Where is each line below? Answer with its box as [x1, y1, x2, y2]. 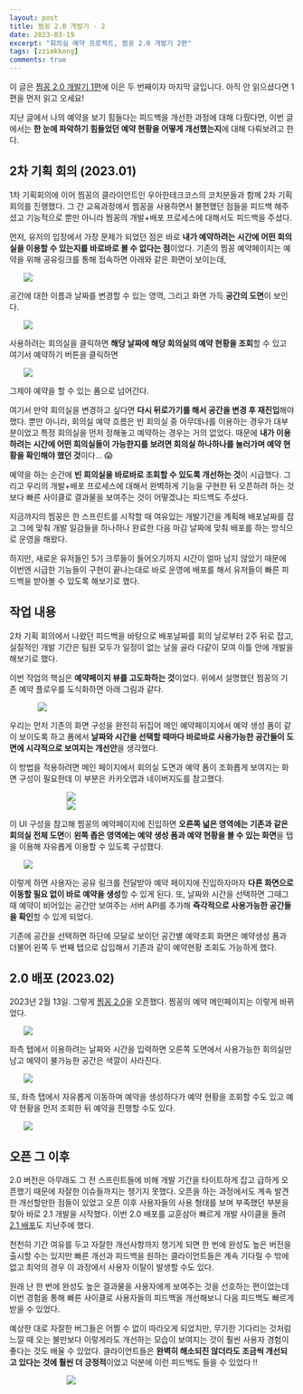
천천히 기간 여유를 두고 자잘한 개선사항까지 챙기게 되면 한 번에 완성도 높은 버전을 [9, 1239, 292, 1250]
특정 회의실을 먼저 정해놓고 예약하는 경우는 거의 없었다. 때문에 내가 [40, 427, 275, 437]
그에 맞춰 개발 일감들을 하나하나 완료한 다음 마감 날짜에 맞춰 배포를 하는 [18, 522, 270, 533]
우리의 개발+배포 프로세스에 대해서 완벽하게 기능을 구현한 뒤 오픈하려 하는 [25, 480, 285, 491]
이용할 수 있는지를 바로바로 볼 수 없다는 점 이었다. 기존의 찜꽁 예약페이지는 [25, 242, 282, 254]
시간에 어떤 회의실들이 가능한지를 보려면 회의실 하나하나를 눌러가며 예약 [33, 438, 282, 449]
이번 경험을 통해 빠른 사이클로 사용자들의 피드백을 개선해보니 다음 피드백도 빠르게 [9, 1293, 295, 1303]
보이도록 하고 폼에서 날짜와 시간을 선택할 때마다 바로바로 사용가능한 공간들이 [18, 731, 285, 742]
